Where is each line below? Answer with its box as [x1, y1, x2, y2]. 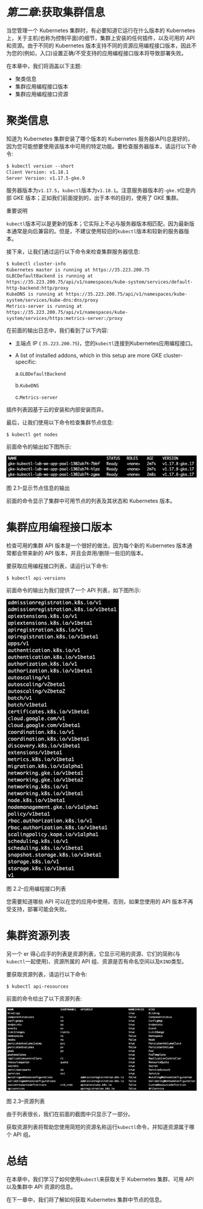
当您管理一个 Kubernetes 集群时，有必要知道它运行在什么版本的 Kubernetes [6, 27, 195, 34]
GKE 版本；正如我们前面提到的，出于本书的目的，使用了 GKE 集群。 [13, 194, 182, 201]
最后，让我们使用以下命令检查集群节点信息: [6, 419, 114, 426]
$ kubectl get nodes [6, 431, 59, 438]
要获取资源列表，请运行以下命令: [6, 970, 88, 978]
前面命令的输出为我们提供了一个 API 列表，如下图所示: [6, 586, 141, 594]
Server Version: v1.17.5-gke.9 [6, 175, 85, 181]
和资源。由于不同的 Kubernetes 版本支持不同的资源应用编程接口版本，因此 [6, 42, 192, 49]
